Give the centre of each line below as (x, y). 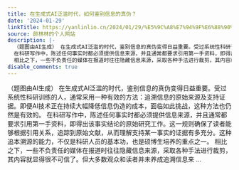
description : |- (31, 41)
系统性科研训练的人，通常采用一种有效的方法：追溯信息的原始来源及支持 (113, 97)
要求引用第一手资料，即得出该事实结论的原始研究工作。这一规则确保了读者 (116, 123)
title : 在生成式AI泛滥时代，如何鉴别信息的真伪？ (72, 14)
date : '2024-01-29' (36, 21)
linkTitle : (23, 27)
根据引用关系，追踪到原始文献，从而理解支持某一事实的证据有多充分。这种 (122, 132)
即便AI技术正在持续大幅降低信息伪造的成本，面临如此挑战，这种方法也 (122, 106)
